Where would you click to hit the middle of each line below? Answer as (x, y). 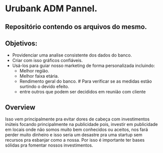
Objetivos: (21, 43)
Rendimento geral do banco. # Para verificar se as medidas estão (86, 81)
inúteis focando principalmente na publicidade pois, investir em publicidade (81, 124)
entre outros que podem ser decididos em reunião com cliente (82, 92)
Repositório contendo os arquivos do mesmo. (76, 27)
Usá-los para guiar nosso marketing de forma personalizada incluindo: (83, 66)
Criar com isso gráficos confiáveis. (47, 61)
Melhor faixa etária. (39, 76)
